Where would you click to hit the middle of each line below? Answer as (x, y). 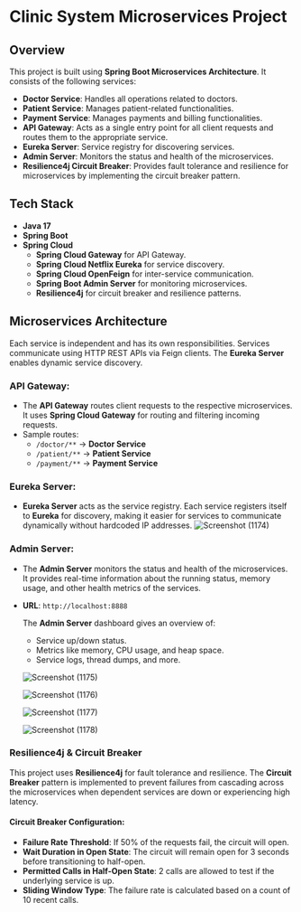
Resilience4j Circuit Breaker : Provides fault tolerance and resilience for (155, 166)
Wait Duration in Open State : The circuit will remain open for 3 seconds (156, 852)
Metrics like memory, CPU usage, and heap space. (130, 650)
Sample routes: (50, 434)
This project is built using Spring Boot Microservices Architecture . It (138, 71)
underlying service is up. (68, 881)
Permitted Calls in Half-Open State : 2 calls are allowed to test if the (148, 871)
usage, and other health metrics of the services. (111, 588)
